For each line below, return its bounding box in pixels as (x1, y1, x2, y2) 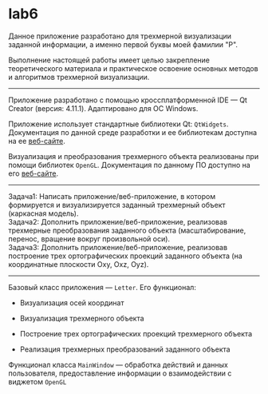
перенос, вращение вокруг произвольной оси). (8, 233, 170, 244)
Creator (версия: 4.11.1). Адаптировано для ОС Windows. (8, 103, 199, 113)
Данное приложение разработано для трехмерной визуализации (8, 31, 232, 41)
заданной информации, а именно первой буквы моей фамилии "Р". (8, 39, 238, 49)
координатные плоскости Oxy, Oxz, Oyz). (8, 259, 149, 269)
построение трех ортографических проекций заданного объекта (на (8, 251, 243, 261)
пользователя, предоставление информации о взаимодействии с (8, 368, 232, 378)
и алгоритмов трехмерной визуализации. (8, 72, 150, 82)
